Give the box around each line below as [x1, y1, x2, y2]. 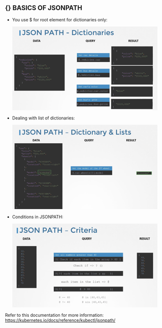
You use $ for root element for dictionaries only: [12, 16, 108, 22]
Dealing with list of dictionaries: [12, 115, 75, 121]
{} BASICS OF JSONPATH [5, 4, 82, 12]
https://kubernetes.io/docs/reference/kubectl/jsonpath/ [5, 317, 116, 323]
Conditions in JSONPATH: [12, 213, 64, 220]
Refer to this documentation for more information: [5, 312, 104, 318]
